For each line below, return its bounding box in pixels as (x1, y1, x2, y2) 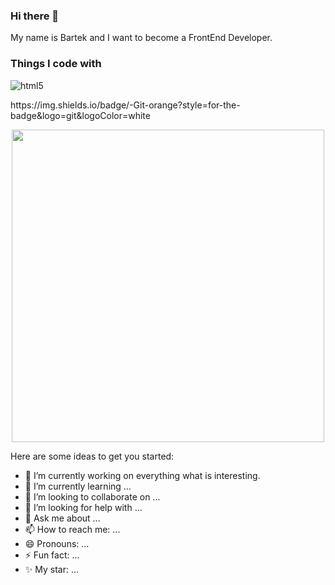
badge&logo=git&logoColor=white (10, 109, 151, 121)
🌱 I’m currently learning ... (24, 480, 132, 492)
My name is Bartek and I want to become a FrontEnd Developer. (10, 32, 273, 44)
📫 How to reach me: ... (24, 523, 121, 535)
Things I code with (10, 57, 102, 71)
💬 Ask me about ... (24, 512, 101, 524)
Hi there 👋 (10, 9, 60, 23)
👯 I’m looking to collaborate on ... (24, 490, 161, 503)
